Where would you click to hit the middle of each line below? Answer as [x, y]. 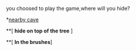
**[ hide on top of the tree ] [40, 31]
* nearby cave [23, 19]
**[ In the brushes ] [29, 42]
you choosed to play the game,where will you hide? [68, 8]
